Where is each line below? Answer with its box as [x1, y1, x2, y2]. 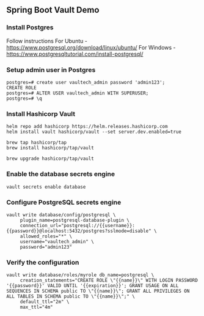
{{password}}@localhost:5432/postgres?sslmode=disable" [6, 228, 151, 234]
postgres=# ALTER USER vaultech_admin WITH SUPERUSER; [6, 90, 149, 96]
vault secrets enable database [6, 184, 86, 190]
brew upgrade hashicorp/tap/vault [6, 156, 95, 162]
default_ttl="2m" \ [20, 299, 70, 305]
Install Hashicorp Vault [6, 110, 75, 118]
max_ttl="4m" [20, 304, 53, 310]
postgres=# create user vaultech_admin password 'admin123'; [6, 79, 166, 85]
